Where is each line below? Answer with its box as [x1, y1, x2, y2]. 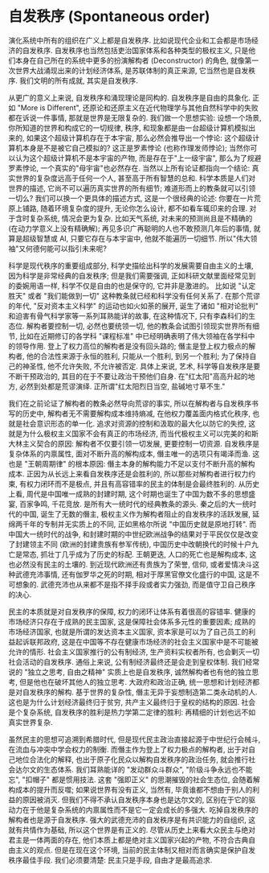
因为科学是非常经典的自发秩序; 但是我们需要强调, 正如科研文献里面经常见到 [8, 270, 256, 280]
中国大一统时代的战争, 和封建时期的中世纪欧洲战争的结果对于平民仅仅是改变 [8, 529, 259, 539]
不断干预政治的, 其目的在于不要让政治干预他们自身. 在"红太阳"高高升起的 [8, 371, 248, 381]
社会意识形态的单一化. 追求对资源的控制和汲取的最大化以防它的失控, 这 [22, 418, 255, 428]
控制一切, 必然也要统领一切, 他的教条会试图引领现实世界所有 [54, 321, 253, 331]
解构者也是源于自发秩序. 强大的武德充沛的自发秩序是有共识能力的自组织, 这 [8, 814, 255, 825]
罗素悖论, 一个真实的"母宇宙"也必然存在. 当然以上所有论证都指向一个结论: [8, 163, 251, 173]
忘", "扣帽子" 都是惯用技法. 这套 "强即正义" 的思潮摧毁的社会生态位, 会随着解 [8, 774, 261, 784]
